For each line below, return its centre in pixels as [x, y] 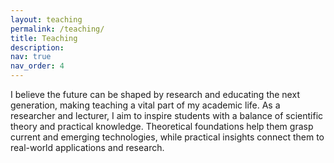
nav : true [31, 57]
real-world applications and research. [87, 147]
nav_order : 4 [37, 66]
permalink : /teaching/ [57, 29]
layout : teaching [46, 19]
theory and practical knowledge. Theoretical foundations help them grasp [162, 126]
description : [37, 47]
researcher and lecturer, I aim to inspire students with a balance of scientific [167, 115]
